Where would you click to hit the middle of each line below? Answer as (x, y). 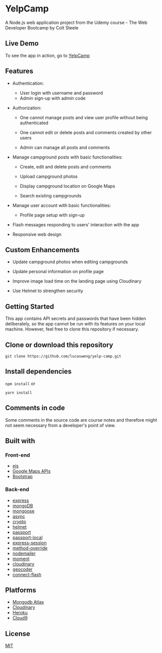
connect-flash (27, 574)
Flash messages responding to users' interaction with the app (76, 224)
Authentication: (28, 83)
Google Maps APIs (31, 471)
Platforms (21, 590)
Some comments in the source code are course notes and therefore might (81, 420)
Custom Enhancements (42, 250)
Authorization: (27, 108)
